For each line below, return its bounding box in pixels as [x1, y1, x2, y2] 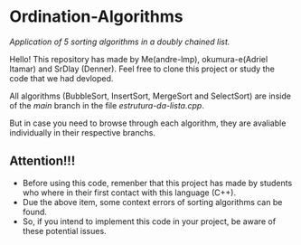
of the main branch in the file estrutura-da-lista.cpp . [9, 99, 205, 110]
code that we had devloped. [9, 72, 114, 83]
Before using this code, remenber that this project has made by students [22, 177, 293, 188]
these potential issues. [22, 225, 107, 236]
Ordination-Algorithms [9, 6, 183, 27]
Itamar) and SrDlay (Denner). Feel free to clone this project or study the [9, 63, 276, 74]
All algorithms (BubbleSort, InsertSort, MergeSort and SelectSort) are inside [9, 90, 292, 101]
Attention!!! [9, 154, 76, 169]
